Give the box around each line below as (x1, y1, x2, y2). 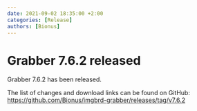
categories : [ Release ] (7, 17, 73, 23)
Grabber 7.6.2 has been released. (7, 75, 102, 83)
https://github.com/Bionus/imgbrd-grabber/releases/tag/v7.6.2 (7, 96, 185, 104)
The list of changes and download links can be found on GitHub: (7, 89, 190, 97)
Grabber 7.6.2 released (7, 52, 141, 68)
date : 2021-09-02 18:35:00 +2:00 (7, 10, 104, 17)
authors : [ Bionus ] (7, 23, 60, 30)
